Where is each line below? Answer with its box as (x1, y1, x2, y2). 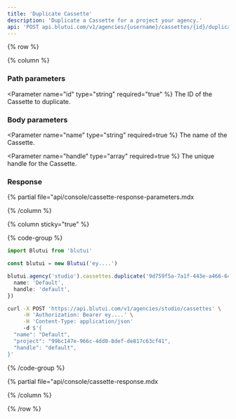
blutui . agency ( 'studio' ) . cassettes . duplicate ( (7, 273, 146, 280)
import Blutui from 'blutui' (7, 247, 93, 254)
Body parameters (7, 115, 68, 124)
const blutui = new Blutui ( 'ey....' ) (7, 260, 118, 267)
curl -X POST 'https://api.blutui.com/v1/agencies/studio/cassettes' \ (7, 305, 221, 312)
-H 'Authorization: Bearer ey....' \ (22, 311, 133, 318)
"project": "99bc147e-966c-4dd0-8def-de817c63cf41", (13, 337, 171, 344)
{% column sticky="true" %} (7, 220, 90, 228)
